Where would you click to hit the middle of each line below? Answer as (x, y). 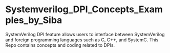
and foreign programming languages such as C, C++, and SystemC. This (82, 40)
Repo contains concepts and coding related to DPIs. (60, 45)
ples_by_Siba (34, 20)
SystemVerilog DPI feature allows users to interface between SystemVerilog (85, 34)
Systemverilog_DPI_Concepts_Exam (84, 9)
